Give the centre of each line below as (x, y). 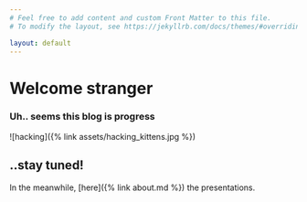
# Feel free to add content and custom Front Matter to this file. (141, 18)
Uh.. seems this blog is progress (82, 117)
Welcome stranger (81, 88)
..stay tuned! (47, 165)
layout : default (40, 43)
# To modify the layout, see (65, 27)
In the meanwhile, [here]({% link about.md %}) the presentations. (132, 187)
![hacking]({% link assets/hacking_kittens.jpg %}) (103, 136)
